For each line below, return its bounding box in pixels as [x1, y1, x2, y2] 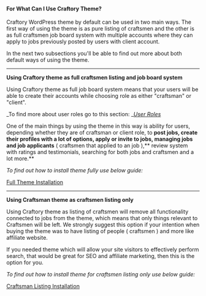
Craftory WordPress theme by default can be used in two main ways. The [6, 18, 192, 26]
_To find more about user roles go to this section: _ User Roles [6, 111, 161, 118]
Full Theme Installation [6, 179, 63, 186]
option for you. [6, 259, 44, 266]
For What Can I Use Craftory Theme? [6, 5, 102, 12]
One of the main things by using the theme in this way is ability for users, [6, 122, 190, 130]
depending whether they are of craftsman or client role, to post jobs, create [6, 129, 198, 136]
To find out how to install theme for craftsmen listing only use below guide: [6, 271, 195, 278]
